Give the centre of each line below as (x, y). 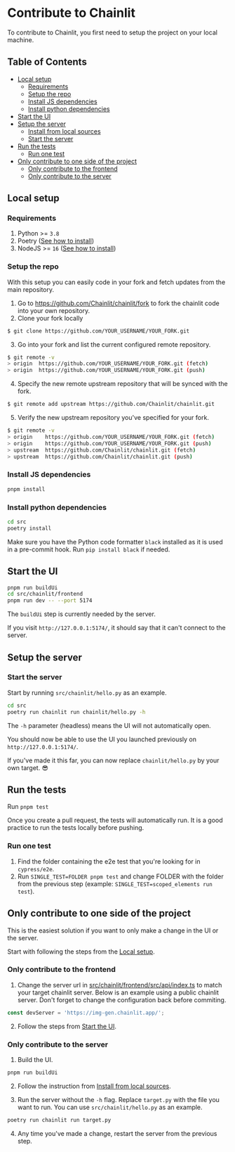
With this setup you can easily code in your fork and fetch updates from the (116, 282)
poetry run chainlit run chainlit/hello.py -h (76, 712)
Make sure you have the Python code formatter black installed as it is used (115, 542)
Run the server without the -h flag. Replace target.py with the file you (118, 1099)
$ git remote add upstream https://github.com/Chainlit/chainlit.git (111, 404)
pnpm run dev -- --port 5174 (50, 601)
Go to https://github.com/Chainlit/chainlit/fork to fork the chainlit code (118, 303)
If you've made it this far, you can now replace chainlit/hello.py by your (113, 760)
